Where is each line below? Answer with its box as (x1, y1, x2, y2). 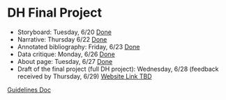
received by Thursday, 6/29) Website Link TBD (17, 72, 152, 81)
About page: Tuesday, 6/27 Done (17, 57, 113, 65)
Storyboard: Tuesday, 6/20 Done (17, 28, 112, 36)
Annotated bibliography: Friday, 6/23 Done (17, 42, 140, 51)
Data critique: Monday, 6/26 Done (17, 50, 115, 58)
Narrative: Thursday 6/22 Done (17, 35, 107, 43)
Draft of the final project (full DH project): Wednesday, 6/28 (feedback (17, 65, 219, 73)
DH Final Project (7, 5, 103, 21)
